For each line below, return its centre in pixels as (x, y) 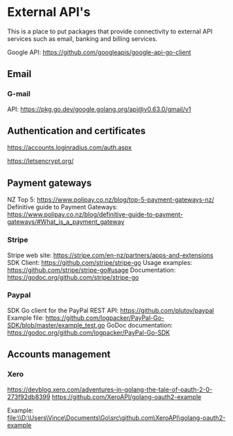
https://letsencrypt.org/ (41, 161)
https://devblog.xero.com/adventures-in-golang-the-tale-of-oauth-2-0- (110, 389)
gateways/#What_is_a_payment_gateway (66, 222)
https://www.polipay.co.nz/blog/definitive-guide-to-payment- (95, 215)
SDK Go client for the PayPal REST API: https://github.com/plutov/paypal (111, 310)
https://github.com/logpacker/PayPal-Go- (105, 318)
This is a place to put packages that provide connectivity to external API (110, 31)
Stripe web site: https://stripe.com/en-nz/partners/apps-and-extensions (110, 255)
